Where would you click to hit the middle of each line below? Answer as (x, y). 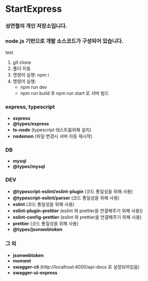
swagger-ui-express (35, 272)
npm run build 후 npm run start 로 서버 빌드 (65, 93)
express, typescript (30, 107)
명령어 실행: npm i (31, 75)
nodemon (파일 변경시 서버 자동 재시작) (53, 136)
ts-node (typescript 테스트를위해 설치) (52, 129)
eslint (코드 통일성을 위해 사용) (44, 204)
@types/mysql (29, 166)
